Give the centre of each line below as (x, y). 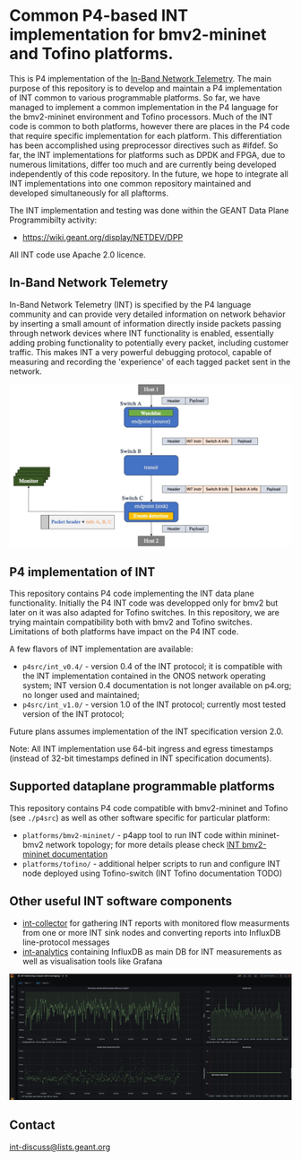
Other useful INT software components (121, 901)
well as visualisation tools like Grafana (92, 961)
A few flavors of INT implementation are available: (101, 649)
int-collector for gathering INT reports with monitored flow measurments (156, 923)
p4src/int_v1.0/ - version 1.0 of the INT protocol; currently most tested (154, 704)
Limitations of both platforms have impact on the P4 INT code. (124, 631)
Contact (32, 1126)
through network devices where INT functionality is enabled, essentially (142, 333)
